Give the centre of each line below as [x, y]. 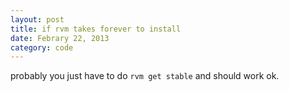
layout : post [37, 19]
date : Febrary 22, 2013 [60, 38]
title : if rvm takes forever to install [96, 29]
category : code [42, 47]
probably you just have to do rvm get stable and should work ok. [145, 76]
